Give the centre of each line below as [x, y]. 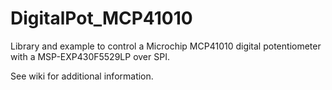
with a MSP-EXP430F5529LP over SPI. [90, 56]
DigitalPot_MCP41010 [101, 18]
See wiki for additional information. [82, 76]
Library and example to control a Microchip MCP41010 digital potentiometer [166, 46]
